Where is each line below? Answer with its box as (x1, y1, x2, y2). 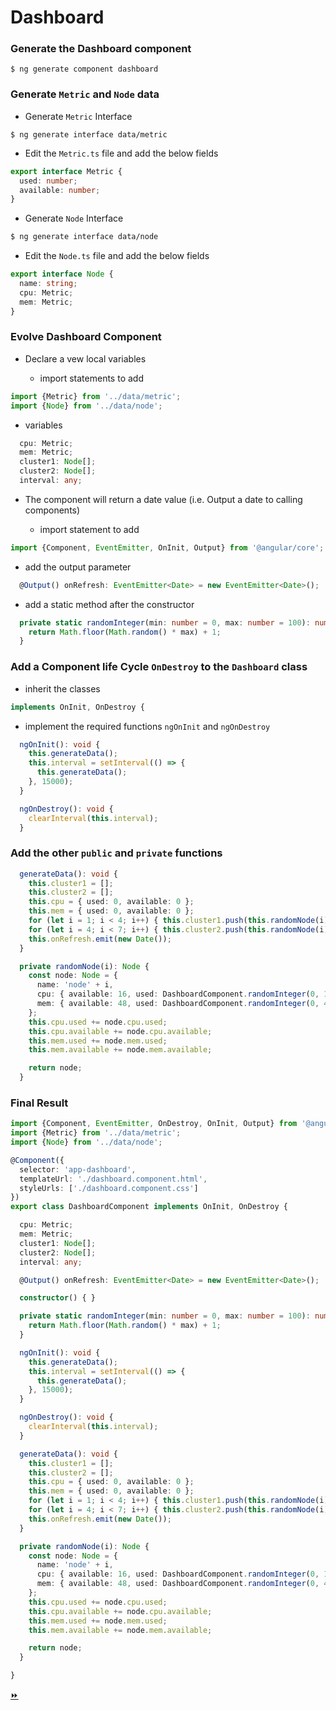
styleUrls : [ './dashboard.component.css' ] (19, 1183, 199, 1193)
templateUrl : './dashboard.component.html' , (19, 1174, 208, 1184)
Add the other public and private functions (10, 846, 223, 860)
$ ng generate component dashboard (10, 64, 159, 75)
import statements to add (39, 372, 144, 384)
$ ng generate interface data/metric (10, 129, 168, 140)
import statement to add (39, 523, 140, 535)
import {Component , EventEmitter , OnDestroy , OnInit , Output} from (10, 1119, 298, 1129)
